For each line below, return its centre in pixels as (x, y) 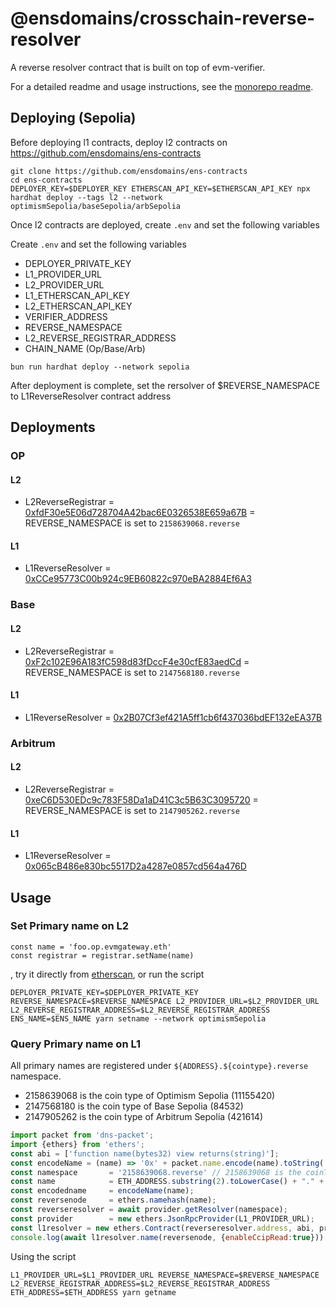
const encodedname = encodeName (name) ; (102, 1191)
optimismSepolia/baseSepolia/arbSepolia (96, 206)
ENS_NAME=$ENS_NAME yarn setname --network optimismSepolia (138, 1018)
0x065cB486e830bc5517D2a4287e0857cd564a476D (135, 866)
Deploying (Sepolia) (73, 118)
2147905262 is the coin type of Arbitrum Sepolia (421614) (143, 1117)
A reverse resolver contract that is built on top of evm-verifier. (138, 67)
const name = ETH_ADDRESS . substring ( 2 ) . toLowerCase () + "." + (167, 1182)
